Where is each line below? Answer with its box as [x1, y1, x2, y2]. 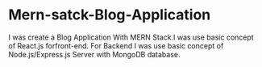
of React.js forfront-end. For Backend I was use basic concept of [8, 40, 224, 50]
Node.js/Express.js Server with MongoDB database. [8, 49, 181, 59]
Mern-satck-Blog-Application [8, 6, 211, 24]
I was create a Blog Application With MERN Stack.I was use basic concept [8, 32, 254, 42]
